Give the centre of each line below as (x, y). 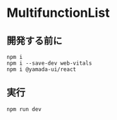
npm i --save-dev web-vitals (49, 63)
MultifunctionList (58, 13)
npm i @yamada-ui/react (42, 69)
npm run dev (24, 109)
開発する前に (35, 40)
